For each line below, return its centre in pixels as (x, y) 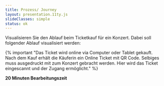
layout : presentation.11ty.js (37, 14)
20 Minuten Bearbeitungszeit (36, 78)
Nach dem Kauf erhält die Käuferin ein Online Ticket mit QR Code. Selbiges (82, 58)
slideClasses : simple (28, 19)
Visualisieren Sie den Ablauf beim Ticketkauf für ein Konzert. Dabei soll (78, 38)
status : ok (16, 24)
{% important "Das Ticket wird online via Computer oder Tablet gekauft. (79, 53)
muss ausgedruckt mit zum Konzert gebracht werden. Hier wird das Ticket (82, 63)
